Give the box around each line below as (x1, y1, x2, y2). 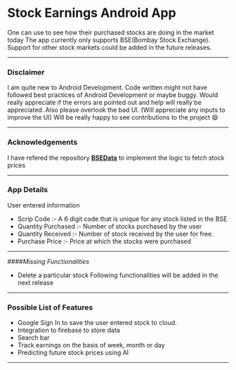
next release (17, 278, 54, 286)
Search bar (17, 333, 51, 342)
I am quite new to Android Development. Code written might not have (7, 83, 207, 92)
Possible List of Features (7, 302, 93, 312)
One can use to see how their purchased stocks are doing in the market (7, 28, 214, 37)
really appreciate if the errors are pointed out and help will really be (7, 98, 202, 107)
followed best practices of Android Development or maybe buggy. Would (7, 91, 218, 99)
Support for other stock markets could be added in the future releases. (7, 43, 212, 51)
